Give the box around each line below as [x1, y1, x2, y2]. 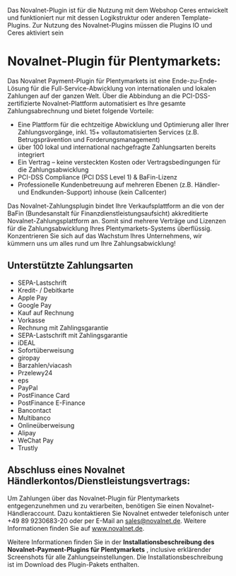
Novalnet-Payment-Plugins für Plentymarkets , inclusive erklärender [7, 545, 211, 553]
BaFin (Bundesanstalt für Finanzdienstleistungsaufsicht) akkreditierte [7, 208, 208, 218]
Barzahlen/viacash [17, 360, 72, 370]
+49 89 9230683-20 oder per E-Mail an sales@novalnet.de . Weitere [7, 516, 206, 525]
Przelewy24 [17, 368, 53, 377]
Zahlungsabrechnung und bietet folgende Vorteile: [7, 106, 154, 115]
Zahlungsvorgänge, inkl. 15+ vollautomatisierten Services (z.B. [17, 127, 199, 136]
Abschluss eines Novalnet [7, 464, 125, 476]
